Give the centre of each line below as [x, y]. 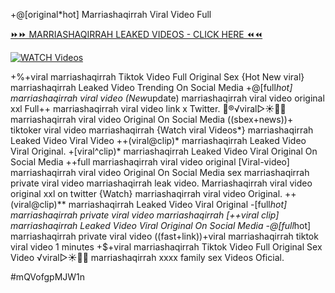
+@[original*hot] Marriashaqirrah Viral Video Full [111, 14]
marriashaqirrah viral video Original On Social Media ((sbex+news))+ [152, 119]
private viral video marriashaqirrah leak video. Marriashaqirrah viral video [161, 183]
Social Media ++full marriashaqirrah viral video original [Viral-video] [150, 162]
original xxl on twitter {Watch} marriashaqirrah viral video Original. [146, 193]
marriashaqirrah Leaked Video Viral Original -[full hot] [178, 204]
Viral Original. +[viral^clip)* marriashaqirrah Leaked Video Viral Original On [164, 151]
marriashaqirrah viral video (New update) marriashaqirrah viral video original [167, 98]
